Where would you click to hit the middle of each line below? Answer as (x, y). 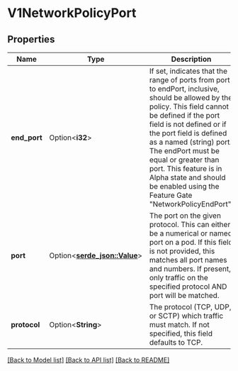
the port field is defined (188, 133)
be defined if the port (185, 115)
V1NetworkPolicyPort (72, 13)
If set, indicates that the (188, 71)
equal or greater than (184, 160)
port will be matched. (184, 295)
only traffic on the (179, 278)
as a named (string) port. (191, 142)
